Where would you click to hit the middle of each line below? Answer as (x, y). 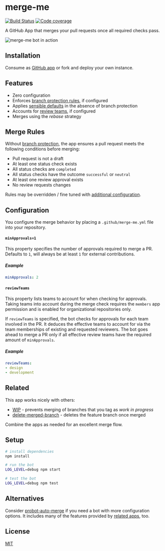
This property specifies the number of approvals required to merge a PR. (79, 249)
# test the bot (21, 479)
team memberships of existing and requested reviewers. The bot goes (77, 329)
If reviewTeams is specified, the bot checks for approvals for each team (77, 319)
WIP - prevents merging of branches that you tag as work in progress (83, 409)
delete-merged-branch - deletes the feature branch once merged (79, 415)
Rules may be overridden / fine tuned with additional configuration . (73, 194)
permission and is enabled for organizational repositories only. (68, 309)
